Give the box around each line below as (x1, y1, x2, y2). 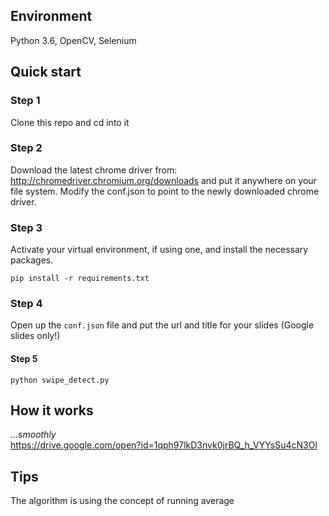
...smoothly (10, 429, 57, 441)
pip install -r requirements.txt (10, 274, 150, 284)
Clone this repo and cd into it (10, 116, 130, 128)
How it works (10, 402, 94, 419)
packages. (10, 254, 54, 266)
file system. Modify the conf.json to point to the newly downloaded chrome (10, 185, 320, 197)
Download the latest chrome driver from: (10, 164, 178, 176)
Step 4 (10, 297, 43, 311)
